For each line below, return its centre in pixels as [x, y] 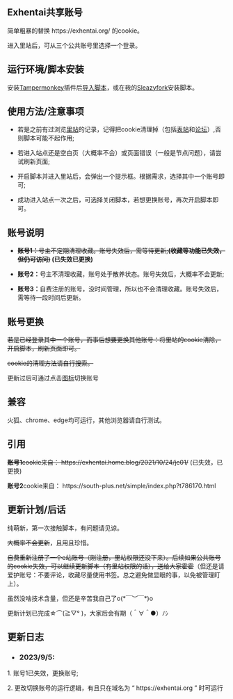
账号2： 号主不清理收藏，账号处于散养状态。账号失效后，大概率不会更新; [121, 274]
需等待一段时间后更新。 [51, 298]
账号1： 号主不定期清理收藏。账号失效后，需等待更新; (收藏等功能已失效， [121, 251]
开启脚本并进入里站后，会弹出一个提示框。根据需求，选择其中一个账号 [118, 177]
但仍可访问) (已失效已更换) [55, 259]
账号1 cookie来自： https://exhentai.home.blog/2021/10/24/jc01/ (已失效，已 [115, 462]
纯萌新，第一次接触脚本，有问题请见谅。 [65, 528]
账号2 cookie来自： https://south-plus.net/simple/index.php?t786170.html [112, 485]
